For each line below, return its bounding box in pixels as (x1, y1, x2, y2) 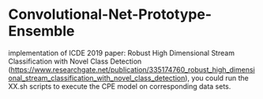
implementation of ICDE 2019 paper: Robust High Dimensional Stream (8, 48, 235, 57)
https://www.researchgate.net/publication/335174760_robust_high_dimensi (10, 64, 255, 74)
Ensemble (8, 22, 75, 40)
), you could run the (185, 73, 249, 82)
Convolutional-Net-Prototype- (8, 5, 212, 24)
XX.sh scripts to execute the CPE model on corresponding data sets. (8, 81, 231, 91)
